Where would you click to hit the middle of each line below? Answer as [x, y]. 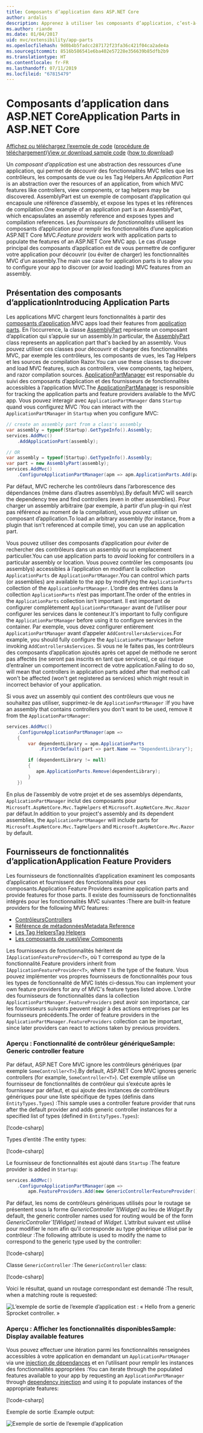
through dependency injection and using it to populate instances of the [95, 1382]
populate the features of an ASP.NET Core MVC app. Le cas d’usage [91, 242]
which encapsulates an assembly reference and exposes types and [90, 216]
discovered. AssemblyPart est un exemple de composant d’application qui [98, 197]
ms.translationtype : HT [36, 57]
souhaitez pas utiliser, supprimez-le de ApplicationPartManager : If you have [100, 702]
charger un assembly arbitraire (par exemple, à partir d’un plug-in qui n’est [99, 506]
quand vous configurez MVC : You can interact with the [74, 407]
